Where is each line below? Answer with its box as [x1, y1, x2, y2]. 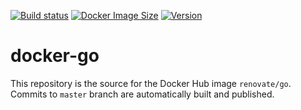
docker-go [10, 45, 100, 67]
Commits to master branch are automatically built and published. [10, 88, 275, 100]
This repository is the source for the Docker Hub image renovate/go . [10, 77, 292, 89]
